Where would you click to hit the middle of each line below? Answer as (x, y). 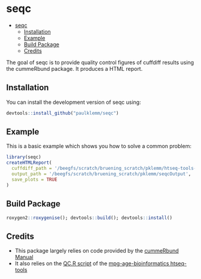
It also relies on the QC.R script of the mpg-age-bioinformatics (92, 263)
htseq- (179, 263)
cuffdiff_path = (32, 169)
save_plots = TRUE (35, 179)
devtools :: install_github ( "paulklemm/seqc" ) (63, 113)
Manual (24, 257)
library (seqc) (24, 157)
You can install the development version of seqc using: (74, 102)
